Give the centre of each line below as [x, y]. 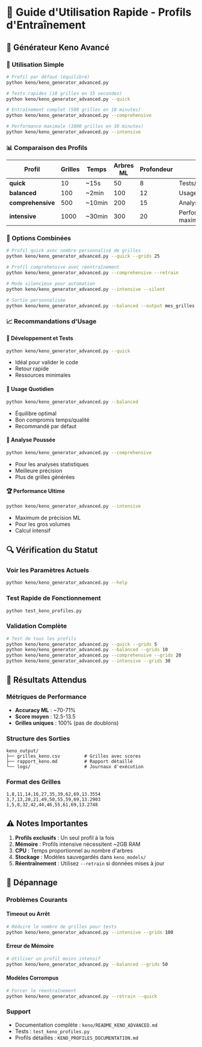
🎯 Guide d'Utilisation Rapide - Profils [99, 12]
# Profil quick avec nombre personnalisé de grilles [74, 251]
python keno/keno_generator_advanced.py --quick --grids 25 [83, 256]
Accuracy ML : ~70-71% [45, 710]
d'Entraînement [46, 25]
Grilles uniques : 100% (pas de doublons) [67, 723]
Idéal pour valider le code [47, 362]
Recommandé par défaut [46, 426]
